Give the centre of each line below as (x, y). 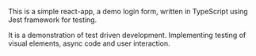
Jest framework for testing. (53, 20)
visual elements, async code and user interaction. (89, 43)
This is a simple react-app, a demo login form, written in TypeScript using (128, 11)
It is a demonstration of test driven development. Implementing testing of (127, 35)
